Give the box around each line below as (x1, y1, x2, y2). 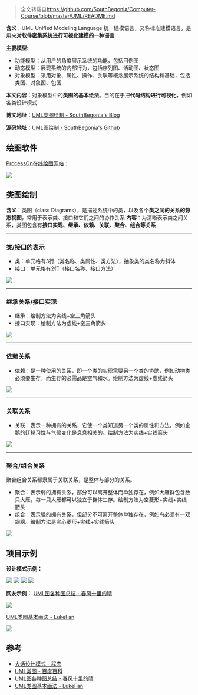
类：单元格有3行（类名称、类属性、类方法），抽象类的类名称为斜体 (14, 257, 176, 264)
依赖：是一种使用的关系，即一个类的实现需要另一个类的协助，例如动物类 (14, 367, 190, 374)
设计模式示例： (6, 565, 42, 572)
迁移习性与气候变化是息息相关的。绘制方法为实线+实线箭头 (25, 429, 169, 436)
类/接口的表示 (6, 243, 45, 251)
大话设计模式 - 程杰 (14, 660, 62, 667)
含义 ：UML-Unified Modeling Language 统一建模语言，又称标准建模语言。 (6, 25, 187, 31)
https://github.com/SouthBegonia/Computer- (46, 6, 156, 12)
